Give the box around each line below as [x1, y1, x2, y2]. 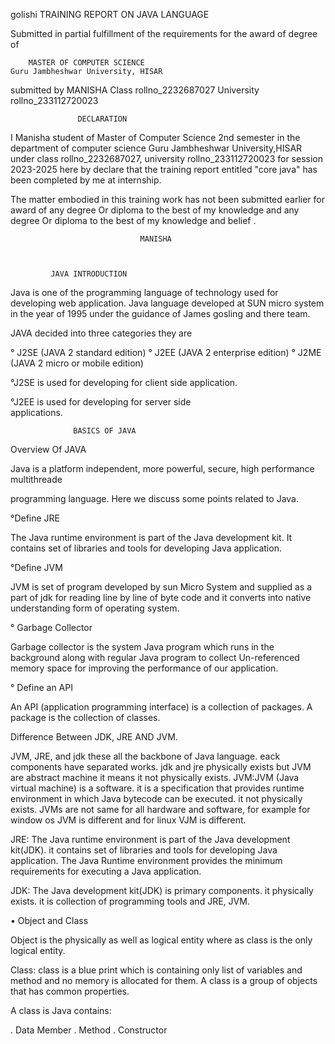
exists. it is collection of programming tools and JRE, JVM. [10, 895, 250, 907]
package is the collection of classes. [10, 712, 161, 723]
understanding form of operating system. [10, 602, 180, 614]
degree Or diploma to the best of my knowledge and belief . [10, 215, 257, 226]
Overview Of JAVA [10, 444, 87, 455]
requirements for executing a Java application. [10, 865, 202, 877]
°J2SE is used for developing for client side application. [10, 377, 238, 388]
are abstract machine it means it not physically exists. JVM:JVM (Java [10, 772, 300, 783]
